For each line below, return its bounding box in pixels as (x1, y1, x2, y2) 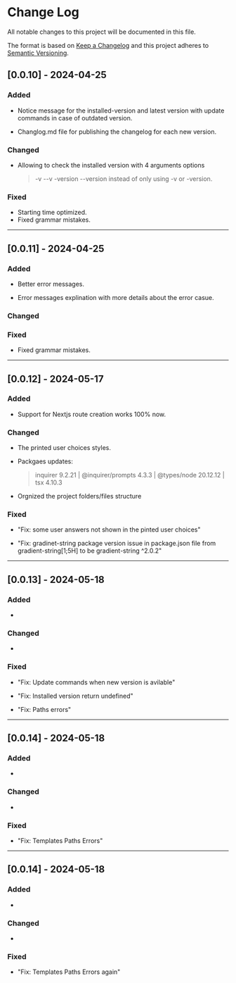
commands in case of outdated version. (17, 113, 133, 122)
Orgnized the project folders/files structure (17, 492, 142, 501)
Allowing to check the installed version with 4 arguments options (17, 161, 205, 169)
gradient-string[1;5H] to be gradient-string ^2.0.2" (17, 546, 162, 555)
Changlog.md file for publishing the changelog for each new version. (17, 127, 216, 136)
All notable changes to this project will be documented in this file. (7, 27, 197, 36)
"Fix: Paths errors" (17, 705, 72, 713)
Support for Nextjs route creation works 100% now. (17, 410, 166, 418)
